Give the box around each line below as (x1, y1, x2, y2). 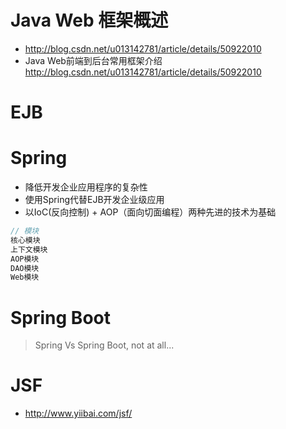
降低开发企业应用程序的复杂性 (24, 181, 148, 193)
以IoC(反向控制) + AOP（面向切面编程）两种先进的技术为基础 (24, 206, 277, 218)
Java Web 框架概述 (10, 9, 169, 32)
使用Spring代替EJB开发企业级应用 (24, 194, 165, 206)
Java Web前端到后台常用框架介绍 (24, 54, 163, 66)
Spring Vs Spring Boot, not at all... (34, 339, 175, 351)
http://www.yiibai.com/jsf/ (24, 407, 133, 420)
